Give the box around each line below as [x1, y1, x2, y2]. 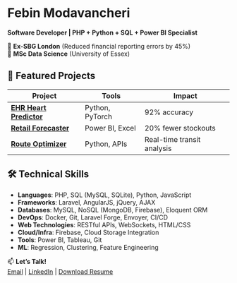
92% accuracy [144, 107, 194, 117]
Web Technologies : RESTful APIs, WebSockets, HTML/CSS [17, 220, 191, 229]
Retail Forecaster [11, 123, 70, 133]
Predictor [11, 112, 43, 121]
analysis [144, 143, 172, 153]
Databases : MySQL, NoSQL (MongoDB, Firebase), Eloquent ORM [17, 205, 208, 214]
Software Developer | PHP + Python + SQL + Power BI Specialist [7, 28, 197, 37]
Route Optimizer [11, 139, 67, 149]
